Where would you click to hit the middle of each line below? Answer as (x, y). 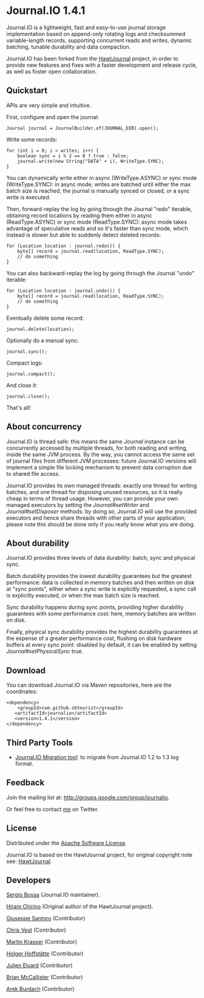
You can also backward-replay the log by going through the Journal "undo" (100, 273)
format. (24, 764)
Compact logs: (25, 363)
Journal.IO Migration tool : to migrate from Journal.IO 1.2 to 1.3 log (97, 757)
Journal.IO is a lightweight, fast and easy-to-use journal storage (86, 27)
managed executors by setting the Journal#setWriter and (78, 504)
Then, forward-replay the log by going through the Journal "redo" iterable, (99, 209)
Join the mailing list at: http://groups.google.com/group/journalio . (88, 797)
